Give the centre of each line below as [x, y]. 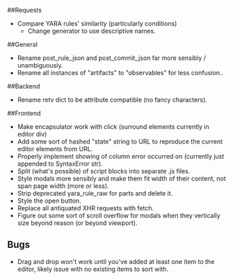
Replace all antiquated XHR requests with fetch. [86, 208]
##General [23, 44]
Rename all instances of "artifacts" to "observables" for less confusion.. [120, 73]
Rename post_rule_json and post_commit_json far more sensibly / [112, 58]
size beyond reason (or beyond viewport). [77, 223]
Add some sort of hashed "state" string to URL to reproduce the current [120, 141]
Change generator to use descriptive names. [91, 31]
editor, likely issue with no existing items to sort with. [93, 269]
